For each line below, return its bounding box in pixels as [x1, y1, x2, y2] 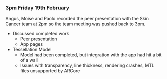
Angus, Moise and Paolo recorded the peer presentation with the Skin [5, 16, 149, 22]
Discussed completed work [12, 31, 69, 37]
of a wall [20, 57, 38, 63]
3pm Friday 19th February [5, 4, 69, 11]
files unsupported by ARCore [20, 68, 80, 74]
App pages [20, 41, 43, 47]
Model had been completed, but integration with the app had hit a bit [20, 52, 162, 58]
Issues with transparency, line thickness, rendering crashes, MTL [20, 62, 154, 69]
